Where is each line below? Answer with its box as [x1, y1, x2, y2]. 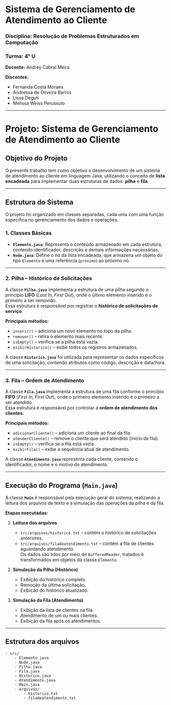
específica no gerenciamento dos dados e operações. [5, 217, 119, 223]
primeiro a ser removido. [5, 297, 57, 303]
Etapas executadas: [5, 510, 48, 516]
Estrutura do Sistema [5, 198, 74, 206]
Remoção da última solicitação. [20, 582, 86, 588]
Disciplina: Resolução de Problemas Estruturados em [5, 33, 139, 40]
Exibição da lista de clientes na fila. [20, 607, 94, 613]
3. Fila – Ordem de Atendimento [5, 377, 84, 384]
